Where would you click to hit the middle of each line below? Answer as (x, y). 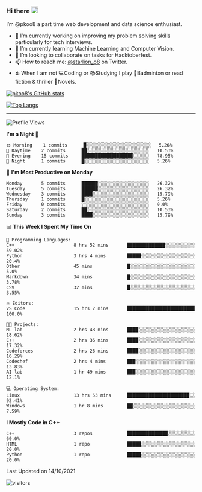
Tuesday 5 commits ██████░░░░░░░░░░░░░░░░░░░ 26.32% (90, 189)
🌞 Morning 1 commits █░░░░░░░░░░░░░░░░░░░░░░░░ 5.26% (89, 145)
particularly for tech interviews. (54, 42)
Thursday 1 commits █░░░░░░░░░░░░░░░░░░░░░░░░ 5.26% (88, 199)
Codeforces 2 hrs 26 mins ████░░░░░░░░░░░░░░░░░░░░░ (101, 351)
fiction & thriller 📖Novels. (46, 82)
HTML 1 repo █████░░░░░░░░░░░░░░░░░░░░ (101, 444)
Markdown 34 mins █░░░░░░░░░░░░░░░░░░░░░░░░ (101, 277)
